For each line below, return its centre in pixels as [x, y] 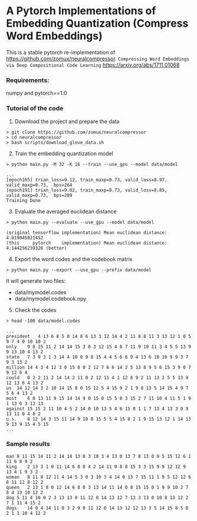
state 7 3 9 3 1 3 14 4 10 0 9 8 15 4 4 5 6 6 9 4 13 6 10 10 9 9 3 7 [97, 357]
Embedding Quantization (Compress [97, 23]
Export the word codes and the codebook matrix [73, 259]
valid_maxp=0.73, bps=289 [39, 195]
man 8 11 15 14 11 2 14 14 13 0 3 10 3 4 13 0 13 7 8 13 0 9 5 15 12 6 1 [99, 456]
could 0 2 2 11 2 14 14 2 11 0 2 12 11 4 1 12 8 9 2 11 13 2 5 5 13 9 [97, 377]
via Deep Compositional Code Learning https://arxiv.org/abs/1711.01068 [93, 65]
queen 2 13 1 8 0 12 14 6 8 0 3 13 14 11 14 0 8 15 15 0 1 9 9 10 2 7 [97, 487]
